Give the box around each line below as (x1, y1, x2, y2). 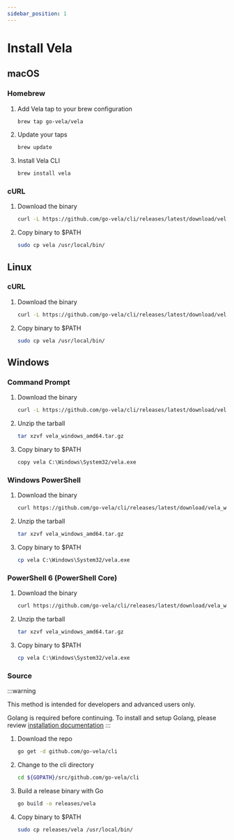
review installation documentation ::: (7, 721, 111, 729)
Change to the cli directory (17, 760, 94, 769)
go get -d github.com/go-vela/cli (17, 748, 118, 755)
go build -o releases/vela (17, 800, 96, 807)
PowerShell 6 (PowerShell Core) (7, 573, 118, 583)
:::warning (7, 687, 36, 695)
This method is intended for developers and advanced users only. (7, 700, 196, 708)
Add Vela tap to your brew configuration (17, 104, 132, 113)
